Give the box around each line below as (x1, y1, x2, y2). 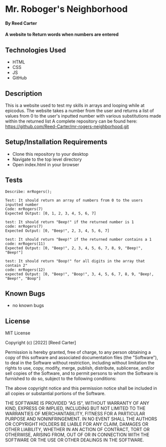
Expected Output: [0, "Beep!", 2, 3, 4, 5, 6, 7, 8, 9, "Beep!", (5, 246, 143, 251)
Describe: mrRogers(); (5, 189, 52, 194)
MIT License (5, 330, 31, 336)
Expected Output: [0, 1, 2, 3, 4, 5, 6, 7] (5, 211, 97, 216)
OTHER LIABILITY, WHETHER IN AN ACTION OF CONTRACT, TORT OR (5, 427, 150, 433)
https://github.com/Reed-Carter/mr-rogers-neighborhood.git (5, 124, 129, 129)
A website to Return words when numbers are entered (5, 31, 119, 38)
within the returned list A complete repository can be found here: (5, 118, 138, 124)
